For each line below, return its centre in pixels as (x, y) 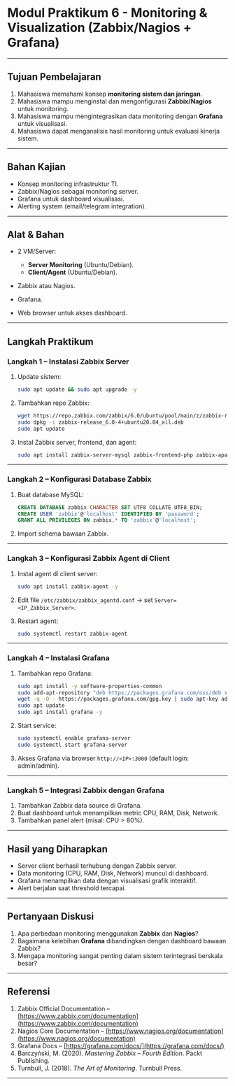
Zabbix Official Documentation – (64, 1008)
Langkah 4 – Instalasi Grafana (58, 658)
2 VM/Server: (37, 251)
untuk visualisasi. (42, 123)
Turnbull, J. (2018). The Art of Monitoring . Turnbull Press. (100, 1068)
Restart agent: (38, 621)
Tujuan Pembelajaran (54, 77)
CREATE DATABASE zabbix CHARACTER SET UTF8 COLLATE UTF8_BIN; (110, 507)
